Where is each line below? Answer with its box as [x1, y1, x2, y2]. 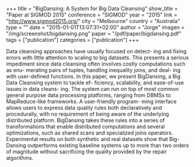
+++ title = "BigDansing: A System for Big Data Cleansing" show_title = [6, 5, 179, 12]
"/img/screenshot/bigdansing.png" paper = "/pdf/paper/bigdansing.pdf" [6, 30, 181, 37]
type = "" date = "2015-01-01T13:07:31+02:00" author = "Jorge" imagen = [6, 24, 185, 31]
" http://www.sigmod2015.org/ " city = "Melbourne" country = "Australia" [6, 18, 181, 24]
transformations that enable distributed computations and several [6, 123, 165, 130]
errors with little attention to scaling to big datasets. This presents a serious [6, 54, 189, 61]
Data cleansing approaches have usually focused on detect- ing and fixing [6, 48, 187, 55]
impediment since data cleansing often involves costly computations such [6, 60, 186, 67]
